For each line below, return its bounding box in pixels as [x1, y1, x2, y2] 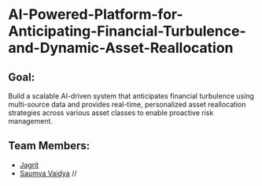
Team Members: [8, 139, 90, 153]
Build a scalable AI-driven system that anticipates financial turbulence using [8, 91, 254, 100]
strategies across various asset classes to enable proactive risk [8, 108, 214, 117]
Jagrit [19, 160, 39, 169]
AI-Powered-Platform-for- [8, 6, 183, 24]
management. [8, 117, 54, 125]
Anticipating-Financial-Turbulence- [8, 22, 246, 40]
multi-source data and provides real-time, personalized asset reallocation [8, 100, 246, 109]
